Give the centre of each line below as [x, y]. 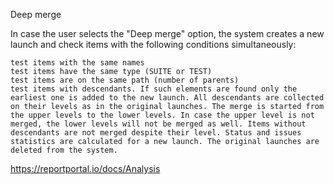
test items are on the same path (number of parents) [125, 80]
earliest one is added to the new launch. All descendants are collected [167, 98]
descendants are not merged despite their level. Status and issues [156, 133]
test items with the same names [77, 63]
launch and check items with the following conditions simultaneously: [153, 44]
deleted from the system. [64, 150]
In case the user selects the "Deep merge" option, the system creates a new [167, 33]
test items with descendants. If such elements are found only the [154, 89]
